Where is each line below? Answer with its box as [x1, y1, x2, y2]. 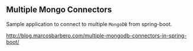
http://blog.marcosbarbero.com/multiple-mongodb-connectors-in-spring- [6, 32, 187, 39]
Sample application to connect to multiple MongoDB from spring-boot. [6, 20, 172, 27]
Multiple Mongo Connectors [6, 5, 112, 15]
